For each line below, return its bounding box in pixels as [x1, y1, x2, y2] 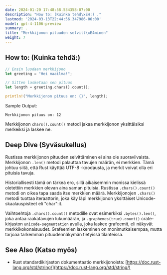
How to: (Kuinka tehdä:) [5, 53, 81, 62]
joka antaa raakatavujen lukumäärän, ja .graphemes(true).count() [5, 215, 141, 221]
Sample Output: [5, 103, 37, 109]
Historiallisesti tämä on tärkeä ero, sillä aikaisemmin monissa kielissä [5, 180, 146, 185]
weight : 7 [5, 35, 26, 40]
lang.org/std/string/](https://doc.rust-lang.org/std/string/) [12, 264, 131, 270]
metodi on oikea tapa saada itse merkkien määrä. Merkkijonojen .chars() [5, 190, 156, 196]
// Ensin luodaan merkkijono [5, 67, 66, 72]
